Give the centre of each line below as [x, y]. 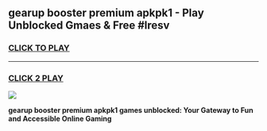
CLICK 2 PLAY [36, 78]
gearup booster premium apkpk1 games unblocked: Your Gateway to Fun [131, 110]
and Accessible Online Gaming [60, 118]
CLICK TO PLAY [39, 48]
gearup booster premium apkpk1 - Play [106, 13]
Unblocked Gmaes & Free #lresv [89, 26]
